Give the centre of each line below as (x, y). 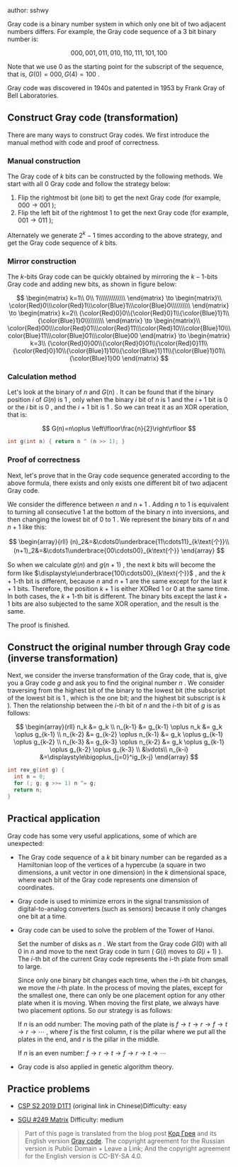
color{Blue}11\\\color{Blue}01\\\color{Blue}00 (73, 336)
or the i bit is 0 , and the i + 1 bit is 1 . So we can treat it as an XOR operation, (118, 407)
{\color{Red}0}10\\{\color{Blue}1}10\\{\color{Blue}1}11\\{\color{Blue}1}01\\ (119, 351)
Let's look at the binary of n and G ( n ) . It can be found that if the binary (110, 392)
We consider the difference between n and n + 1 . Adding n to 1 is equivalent (118, 504)
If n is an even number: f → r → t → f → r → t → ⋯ (92, 1053)
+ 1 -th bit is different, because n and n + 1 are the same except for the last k (118, 581)
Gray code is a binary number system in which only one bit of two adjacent (117, 24)
